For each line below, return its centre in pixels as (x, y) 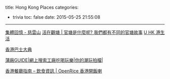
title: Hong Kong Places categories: (42, 7)
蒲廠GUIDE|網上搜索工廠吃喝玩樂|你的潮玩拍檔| (54, 60)
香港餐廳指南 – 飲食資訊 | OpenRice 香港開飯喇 (54, 71)
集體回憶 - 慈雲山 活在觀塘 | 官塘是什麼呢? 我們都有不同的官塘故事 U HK (80, 32)
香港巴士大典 (18, 49)
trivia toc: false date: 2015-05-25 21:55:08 (56, 17)
